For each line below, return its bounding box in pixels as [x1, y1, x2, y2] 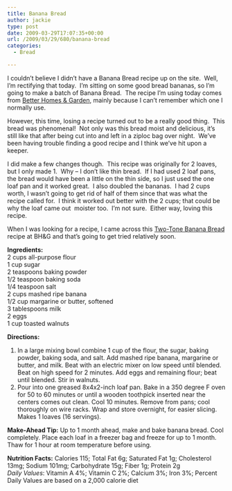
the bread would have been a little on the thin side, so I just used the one [7, 174, 215, 182]
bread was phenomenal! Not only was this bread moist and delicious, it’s [7, 124, 215, 132]
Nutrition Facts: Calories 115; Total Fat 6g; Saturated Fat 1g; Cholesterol [7, 454, 212, 462]
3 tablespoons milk [7, 304, 62, 313]
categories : [7, 42, 42, 49]
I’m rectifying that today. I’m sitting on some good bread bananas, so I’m [7, 81, 215, 89]
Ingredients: [7, 245, 44, 254]
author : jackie [7, 17, 51, 24]
